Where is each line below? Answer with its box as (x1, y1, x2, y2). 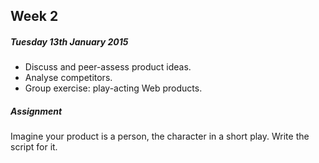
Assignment (10, 105, 63, 117)
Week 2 (10, 8, 59, 25)
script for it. (10, 141, 58, 153)
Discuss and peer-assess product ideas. (24, 61, 192, 73)
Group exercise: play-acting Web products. (24, 82, 203, 94)
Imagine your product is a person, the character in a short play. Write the (10, 130, 310, 143)
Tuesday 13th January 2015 (10, 35, 129, 48)
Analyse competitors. (24, 72, 113, 84)
